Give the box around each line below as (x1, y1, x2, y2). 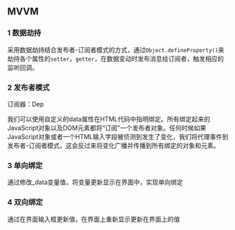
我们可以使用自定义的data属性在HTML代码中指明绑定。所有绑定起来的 (7, 114, 210, 123)
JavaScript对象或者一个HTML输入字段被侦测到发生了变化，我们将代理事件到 (7, 132, 229, 140)
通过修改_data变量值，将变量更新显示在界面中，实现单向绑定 (7, 178, 184, 186)
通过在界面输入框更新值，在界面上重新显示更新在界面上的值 (7, 214, 180, 223)
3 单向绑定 (7, 160, 43, 170)
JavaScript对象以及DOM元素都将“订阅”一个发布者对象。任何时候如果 (7, 123, 207, 132)
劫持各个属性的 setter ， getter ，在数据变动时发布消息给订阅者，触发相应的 (7, 54, 224, 63)
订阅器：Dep (7, 99, 44, 108)
